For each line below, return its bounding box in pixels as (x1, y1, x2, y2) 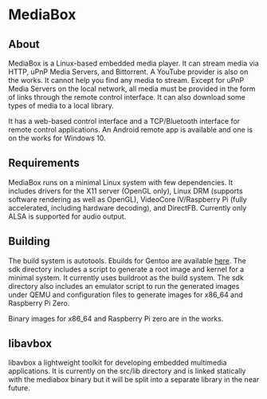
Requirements (8, 156, 80, 170)
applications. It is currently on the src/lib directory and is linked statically (8, 366, 246, 376)
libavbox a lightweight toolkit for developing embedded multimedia (8, 358, 227, 368)
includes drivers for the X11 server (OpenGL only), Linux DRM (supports (8, 186, 243, 196)
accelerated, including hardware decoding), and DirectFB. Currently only (8, 203, 247, 212)
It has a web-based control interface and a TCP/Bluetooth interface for (8, 117, 241, 125)
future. (8, 383, 30, 393)
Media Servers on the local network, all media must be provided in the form (8, 84, 256, 93)
